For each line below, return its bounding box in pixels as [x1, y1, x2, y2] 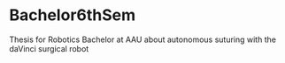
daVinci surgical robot [9, 43, 89, 53]
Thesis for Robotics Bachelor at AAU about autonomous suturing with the [9, 34, 277, 45]
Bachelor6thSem [9, 5, 136, 25]
